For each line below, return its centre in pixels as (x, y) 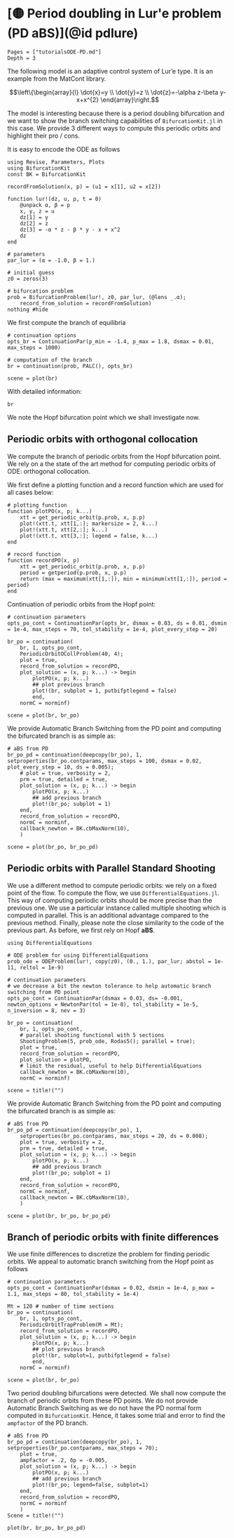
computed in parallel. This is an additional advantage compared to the (108, 915)
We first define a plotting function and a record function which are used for (116, 484)
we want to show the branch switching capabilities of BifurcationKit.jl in (115, 121)
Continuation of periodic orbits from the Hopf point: (82, 604)
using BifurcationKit (39, 168)
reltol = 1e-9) (42, 967)
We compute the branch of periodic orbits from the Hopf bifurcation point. (114, 456)
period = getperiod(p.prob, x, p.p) (74, 573)
